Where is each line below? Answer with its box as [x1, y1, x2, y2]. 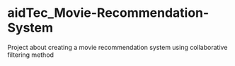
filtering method [7, 51, 55, 59]
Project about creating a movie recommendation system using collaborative [7, 43, 228, 51]
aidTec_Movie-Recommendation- [7, 5, 210, 21]
